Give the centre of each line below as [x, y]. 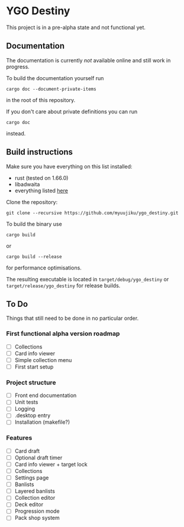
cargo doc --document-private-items [51, 89]
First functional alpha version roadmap [63, 334]
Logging [25, 409]
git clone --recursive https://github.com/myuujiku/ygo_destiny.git [92, 213]
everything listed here [41, 191]
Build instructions [39, 152]
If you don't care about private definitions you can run [72, 112]
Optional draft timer [38, 458]
